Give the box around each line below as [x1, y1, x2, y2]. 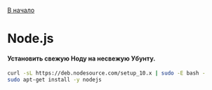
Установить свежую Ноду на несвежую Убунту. [7, 54, 156, 63]
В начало [7, 6, 35, 14]
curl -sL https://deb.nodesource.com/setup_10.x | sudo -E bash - [7, 70, 206, 77]
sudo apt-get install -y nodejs [7, 77, 102, 84]
